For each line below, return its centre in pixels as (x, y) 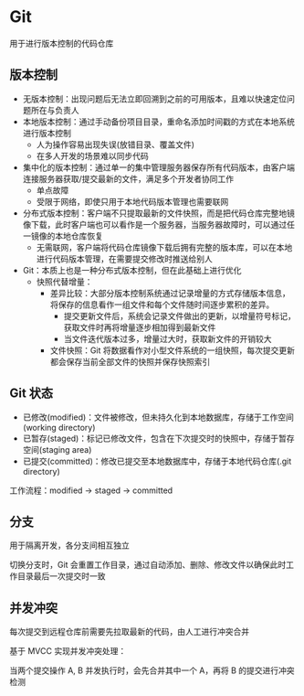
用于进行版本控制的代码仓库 (62, 43)
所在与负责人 (55, 110)
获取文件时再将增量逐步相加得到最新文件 (140, 327)
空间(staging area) (57, 449)
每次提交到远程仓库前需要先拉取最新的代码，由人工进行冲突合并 (129, 632)
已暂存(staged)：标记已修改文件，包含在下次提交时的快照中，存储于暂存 (158, 438)
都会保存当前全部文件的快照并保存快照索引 (130, 361)
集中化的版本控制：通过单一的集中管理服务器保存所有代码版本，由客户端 (158, 167)
